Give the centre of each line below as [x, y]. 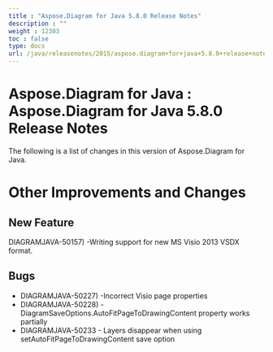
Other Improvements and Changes [127, 193]
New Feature [41, 222]
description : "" [38, 24]
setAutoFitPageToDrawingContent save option [97, 339]
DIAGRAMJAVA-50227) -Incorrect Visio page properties [114, 296]
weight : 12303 [34, 31]
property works [224, 313]
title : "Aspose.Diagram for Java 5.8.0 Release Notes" [105, 16]
